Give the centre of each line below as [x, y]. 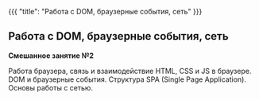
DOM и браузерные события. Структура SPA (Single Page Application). [127, 79]
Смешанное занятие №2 [51, 56]
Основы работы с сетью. [51, 87]
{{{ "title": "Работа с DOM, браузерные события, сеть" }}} [105, 12]
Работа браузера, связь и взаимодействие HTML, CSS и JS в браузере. [130, 71]
